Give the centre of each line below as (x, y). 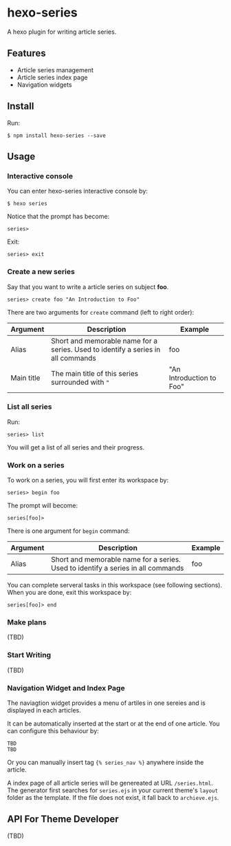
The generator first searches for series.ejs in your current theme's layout (113, 790)
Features (26, 53)
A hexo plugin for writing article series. (62, 32)
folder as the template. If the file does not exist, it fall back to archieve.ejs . (113, 798)
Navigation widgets (44, 85)
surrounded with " (80, 382)
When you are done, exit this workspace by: (69, 593)
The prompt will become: (42, 506)
